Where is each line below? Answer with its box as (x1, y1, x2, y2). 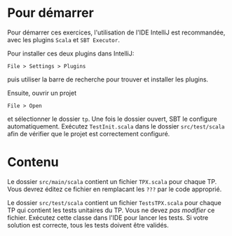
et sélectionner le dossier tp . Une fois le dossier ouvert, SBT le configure (7, 114, 217, 123)
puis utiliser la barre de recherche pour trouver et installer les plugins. (7, 75, 209, 84)
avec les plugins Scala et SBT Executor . (7, 35, 121, 44)
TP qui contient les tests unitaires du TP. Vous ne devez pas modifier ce (7, 206, 215, 214)
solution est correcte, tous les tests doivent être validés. (7, 221, 170, 229)
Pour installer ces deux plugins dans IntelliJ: (7, 49, 135, 58)
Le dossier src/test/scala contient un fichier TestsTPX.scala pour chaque (7, 198, 222, 206)
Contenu (7, 155, 59, 170)
